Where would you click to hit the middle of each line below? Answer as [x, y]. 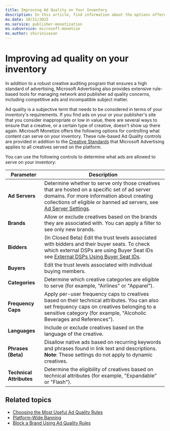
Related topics [28, 400]
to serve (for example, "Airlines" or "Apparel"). [99, 286]
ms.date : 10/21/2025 [27, 19]
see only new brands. [70, 229]
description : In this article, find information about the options [78, 15]
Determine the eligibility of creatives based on [99, 369]
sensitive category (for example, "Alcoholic [95, 313]
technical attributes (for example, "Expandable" [100, 375]
